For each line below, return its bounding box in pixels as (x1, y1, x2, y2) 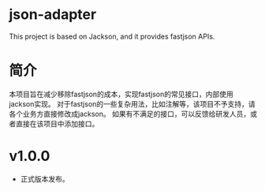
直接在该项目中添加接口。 (15, 118, 99, 128)
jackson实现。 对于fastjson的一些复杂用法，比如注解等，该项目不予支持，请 (9, 99, 256, 108)
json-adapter (9, 6, 97, 24)
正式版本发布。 (20, 174, 69, 183)
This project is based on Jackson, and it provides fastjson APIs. (9, 32, 215, 41)
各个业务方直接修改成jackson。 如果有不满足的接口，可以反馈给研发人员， (9, 109, 251, 118)
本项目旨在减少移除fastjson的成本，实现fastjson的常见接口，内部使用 (9, 89, 233, 99)
